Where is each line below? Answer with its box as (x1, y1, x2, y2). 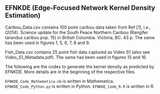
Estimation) (5, 12, 41, 20)
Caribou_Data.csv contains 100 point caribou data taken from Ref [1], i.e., (5, 24, 151, 30)
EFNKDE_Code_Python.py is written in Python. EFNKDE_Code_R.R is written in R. (5, 83, 155, 89)
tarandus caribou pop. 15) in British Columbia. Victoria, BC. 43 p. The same (5, 34, 155, 40)
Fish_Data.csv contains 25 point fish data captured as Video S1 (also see (5, 49, 150, 55)
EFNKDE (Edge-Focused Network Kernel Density (5, 4, 155, 12)
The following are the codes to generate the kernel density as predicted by (5, 63, 154, 69)
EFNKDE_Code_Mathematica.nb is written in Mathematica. (5, 78, 114, 84)
